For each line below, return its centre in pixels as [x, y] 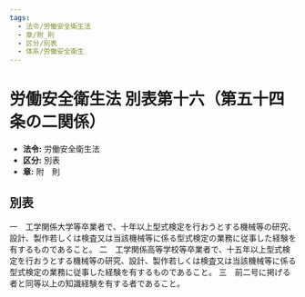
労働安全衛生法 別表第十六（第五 [131, 99]
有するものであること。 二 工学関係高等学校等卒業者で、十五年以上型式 [146, 249]
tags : [20, 18]
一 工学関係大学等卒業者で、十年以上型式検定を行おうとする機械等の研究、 [153, 226]
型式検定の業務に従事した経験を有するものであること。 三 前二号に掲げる [150, 272]
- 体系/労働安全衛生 [51, 52]
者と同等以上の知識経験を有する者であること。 [97, 283]
